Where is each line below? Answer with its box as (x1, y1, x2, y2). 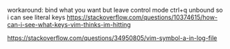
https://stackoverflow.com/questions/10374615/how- (67, 13, 218, 21)
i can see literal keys (7, 13, 66, 21)
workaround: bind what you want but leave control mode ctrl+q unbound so (7, 6, 223, 14)
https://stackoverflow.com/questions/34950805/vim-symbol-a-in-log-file (7, 34, 218, 42)
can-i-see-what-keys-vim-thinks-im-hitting (7, 21, 132, 28)
